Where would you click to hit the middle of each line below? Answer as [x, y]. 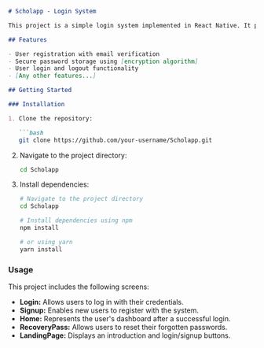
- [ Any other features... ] [52, 76]
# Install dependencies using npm [76, 220]
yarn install [41, 249]
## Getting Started [40, 91]
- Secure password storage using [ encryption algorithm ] [103, 61]
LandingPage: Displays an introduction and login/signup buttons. [125, 335]
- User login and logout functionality [73, 68]
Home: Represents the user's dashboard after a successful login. [125, 318]
